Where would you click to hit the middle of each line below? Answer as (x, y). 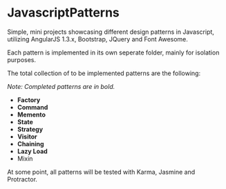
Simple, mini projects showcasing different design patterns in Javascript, (111, 32)
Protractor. (22, 179)
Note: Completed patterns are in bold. (61, 86)
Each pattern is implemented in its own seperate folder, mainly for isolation (113, 52)
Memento (31, 115)
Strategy (30, 129)
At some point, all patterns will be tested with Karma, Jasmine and (101, 172)
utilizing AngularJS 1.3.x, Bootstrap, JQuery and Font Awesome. (98, 39)
